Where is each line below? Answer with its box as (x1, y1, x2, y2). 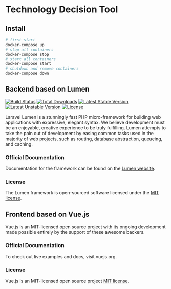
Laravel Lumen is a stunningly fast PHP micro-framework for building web (5, 114, 161, 120)
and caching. (5, 141, 33, 147)
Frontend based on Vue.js (5, 210, 90, 218)
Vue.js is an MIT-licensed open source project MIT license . (5, 278, 130, 284)
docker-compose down (5, 71, 50, 76)
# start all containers (5, 56, 56, 62)
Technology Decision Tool (5, 4, 118, 15)
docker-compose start (5, 61, 52, 66)
